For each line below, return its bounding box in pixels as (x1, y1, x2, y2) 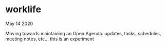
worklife (5, 4, 42, 15)
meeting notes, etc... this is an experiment (5, 36, 94, 42)
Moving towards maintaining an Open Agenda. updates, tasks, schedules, (5, 30, 161, 36)
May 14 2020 (5, 20, 33, 27)
